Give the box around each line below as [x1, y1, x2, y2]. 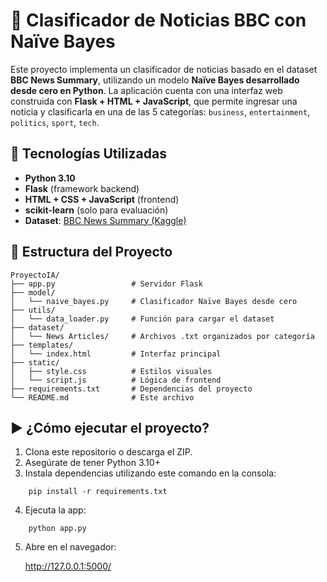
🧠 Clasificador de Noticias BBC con [10, 9, 307, 32]
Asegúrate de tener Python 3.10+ [24, 457, 161, 469]
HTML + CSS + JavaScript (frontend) [24, 193, 180, 205]
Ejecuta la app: [24, 504, 87, 516]
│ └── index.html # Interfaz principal [10, 349, 222, 359]
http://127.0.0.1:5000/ [24, 560, 112, 573]
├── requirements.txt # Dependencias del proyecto [10, 384, 253, 394]
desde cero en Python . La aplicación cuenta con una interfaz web [10, 84, 283, 96]
